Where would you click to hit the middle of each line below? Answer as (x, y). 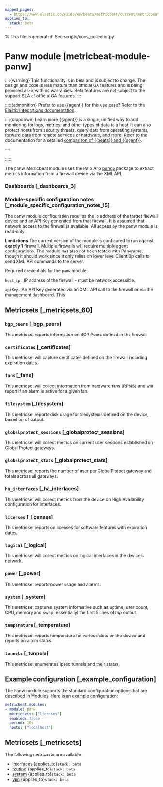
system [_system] (25, 597)
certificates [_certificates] (38, 347)
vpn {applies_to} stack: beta (40, 779)
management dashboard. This (35, 295)
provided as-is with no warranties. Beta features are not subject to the (75, 91)
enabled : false (25, 719)
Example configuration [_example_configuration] (81, 679)
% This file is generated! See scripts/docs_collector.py (59, 37)
